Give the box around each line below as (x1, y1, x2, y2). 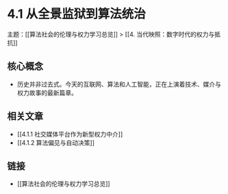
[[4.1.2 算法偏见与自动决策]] (16, 138, 94, 147)
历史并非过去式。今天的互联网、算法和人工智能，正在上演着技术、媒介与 (16, 80, 221, 88)
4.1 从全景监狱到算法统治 (7, 6, 146, 22)
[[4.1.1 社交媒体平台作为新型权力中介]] (16, 130, 123, 138)
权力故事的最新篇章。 (16, 88, 77, 96)
